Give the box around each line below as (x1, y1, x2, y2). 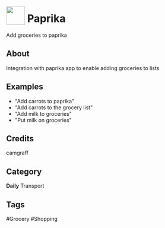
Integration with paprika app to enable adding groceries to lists (6, 64, 160, 71)
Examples (6, 82, 43, 92)
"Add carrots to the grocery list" (14, 104, 93, 111)
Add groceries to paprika (6, 31, 67, 39)
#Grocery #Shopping (6, 216, 58, 222)
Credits (6, 134, 34, 144)
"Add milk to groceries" (14, 110, 72, 117)
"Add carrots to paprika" (14, 97, 75, 104)
